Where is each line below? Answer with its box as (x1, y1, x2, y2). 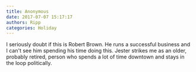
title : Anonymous (6, 8, 49, 15)
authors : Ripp (6, 19, 41, 25)
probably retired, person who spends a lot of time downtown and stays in (6, 53, 185, 60)
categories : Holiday (6, 25, 57, 31)
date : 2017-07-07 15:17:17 (6, 14, 73, 20)
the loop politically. (6, 60, 52, 67)
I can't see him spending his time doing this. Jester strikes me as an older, (6, 47, 187, 54)
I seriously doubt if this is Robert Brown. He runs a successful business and (6, 41, 191, 48)
